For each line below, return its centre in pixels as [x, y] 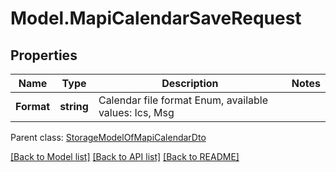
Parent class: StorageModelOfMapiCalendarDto [108, 137]
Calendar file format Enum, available [183, 100]
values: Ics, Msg [136, 112]
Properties [44, 55]
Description [190, 83]
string [74, 106]
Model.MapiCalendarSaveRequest [156, 18]
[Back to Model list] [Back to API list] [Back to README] [125, 156]
